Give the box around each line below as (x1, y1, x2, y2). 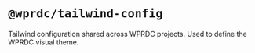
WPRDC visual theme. (8, 37, 79, 47)
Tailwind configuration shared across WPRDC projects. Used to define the (8, 29, 247, 38)
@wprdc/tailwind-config (8, 6, 163, 21)
